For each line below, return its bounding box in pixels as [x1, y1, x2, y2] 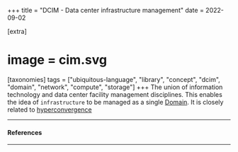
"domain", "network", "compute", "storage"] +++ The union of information [7, 83, 223, 91]
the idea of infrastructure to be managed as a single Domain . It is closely [7, 98, 224, 106]
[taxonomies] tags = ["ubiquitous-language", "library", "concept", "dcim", [7, 75, 221, 83]
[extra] [7, 28, 27, 35]
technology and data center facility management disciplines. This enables [7, 90, 223, 98]
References [7, 128, 42, 136]
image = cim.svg [7, 52, 108, 68]
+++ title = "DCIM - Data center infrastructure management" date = [7, 6, 204, 14]
